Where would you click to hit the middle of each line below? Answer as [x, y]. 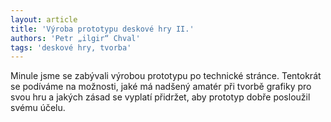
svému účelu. [38, 108]
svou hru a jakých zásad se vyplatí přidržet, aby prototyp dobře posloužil [160, 97]
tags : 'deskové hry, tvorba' [71, 47]
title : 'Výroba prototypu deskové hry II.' [102, 29]
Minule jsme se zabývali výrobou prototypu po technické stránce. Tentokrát [166, 76]
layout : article [44, 19]
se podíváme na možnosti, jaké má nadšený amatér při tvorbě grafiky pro [161, 87]
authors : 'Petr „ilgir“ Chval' [75, 38]
